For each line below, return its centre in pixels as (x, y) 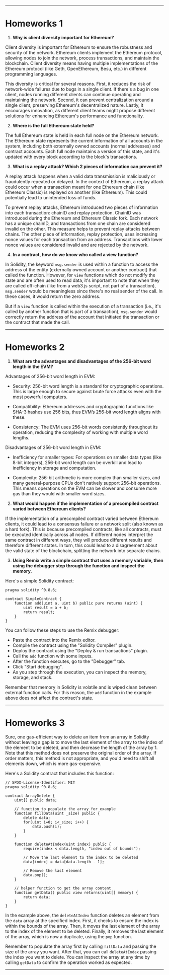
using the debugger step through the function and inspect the (78, 566)
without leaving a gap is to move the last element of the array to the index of (84, 742)
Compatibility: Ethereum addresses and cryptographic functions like (83, 406)
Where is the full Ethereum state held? (53, 125)
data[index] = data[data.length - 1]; (64, 862)
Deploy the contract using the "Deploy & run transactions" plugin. (80, 650)
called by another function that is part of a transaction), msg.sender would (81, 311)
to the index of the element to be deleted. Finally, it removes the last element (84, 931)
